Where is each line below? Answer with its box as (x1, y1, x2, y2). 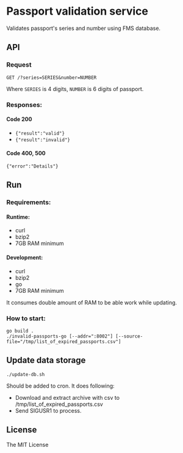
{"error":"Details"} (6, 163, 59, 169)
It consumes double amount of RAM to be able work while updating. (6, 298, 178, 306)
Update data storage (6, 355, 86, 366)
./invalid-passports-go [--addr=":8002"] (6, 333, 113, 339)
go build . (6, 328, 34, 334)
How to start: (6, 314, 46, 322)
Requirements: (6, 198, 51, 207)
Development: (6, 254, 43, 261)
